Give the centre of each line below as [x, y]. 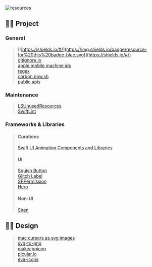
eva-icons [28, 259]
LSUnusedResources [39, 106]
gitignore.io [30, 60]
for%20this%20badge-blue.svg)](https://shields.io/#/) [74, 55]
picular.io [27, 254]
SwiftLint [27, 111]
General [15, 38]
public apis [29, 82]
